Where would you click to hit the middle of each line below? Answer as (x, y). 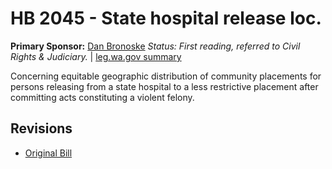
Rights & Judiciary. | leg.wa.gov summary (96, 56)
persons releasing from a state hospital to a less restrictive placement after (164, 86)
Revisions (41, 128)
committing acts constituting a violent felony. (102, 97)
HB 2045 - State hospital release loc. (166, 18)
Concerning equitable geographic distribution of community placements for (166, 76)
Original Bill (48, 153)
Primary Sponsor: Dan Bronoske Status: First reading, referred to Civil (155, 46)
